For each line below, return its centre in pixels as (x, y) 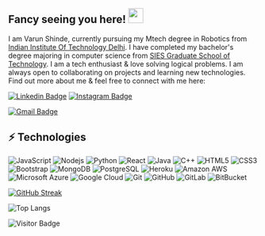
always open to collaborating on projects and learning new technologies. (127, 72)
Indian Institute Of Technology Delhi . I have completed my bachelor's (121, 47)
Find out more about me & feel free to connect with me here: (107, 81)
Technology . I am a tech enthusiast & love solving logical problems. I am (126, 63)
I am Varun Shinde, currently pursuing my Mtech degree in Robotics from (128, 38)
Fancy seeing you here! (67, 19)
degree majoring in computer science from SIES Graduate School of (119, 55)
